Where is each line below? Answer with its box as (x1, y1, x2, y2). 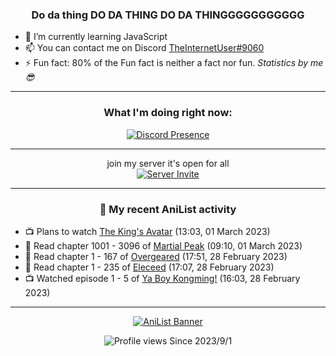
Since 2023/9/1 (169, 334, 233, 347)
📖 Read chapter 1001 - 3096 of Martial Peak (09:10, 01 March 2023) (24, 239, 303, 252)
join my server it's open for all (106, 157, 230, 169)
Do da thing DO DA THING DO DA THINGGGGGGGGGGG (31, 8, 305, 22)
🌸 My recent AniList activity (99, 202, 237, 216)
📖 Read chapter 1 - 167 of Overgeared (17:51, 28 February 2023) (24, 250, 288, 262)
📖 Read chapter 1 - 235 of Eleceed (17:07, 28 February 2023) (24, 261, 275, 273)
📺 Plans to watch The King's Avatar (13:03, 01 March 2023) (24, 225, 271, 237)
